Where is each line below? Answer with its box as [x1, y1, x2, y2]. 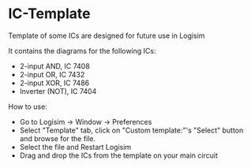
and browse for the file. [19, 133, 96, 143]
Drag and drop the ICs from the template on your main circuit [19, 151, 219, 160]
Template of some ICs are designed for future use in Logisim [8, 31, 205, 40]
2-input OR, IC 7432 [19, 69, 85, 79]
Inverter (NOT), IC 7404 [19, 86, 97, 95]
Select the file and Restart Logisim [19, 142, 132, 151]
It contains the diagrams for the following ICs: [8, 46, 156, 55]
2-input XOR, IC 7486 [19, 78, 89, 88]
